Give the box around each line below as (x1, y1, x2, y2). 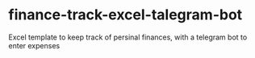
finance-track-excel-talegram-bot (8, 6, 243, 24)
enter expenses (8, 40, 61, 50)
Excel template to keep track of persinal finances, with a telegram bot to (8, 32, 248, 42)
